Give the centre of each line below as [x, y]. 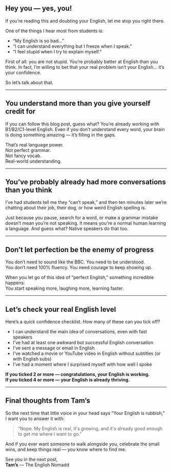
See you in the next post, [31, 459]
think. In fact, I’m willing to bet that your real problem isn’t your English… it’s [85, 67]
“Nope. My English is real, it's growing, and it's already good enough [90, 428]
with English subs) [32, 359]
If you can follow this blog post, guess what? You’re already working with [82, 124]
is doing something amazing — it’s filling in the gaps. [61, 135]
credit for [20, 112]
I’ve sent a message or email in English [53, 348]
